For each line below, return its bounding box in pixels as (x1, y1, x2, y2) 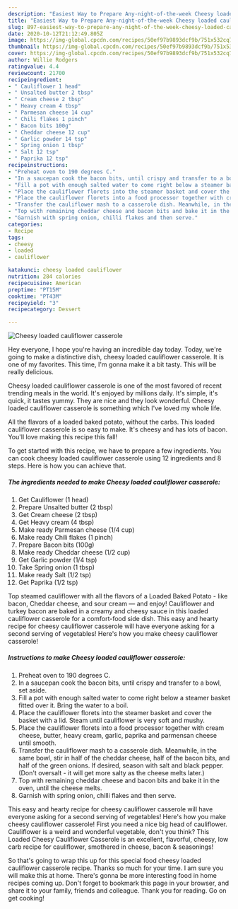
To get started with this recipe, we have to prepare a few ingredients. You (8, 446, 222, 455)
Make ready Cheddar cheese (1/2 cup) (18, 548, 131, 557)
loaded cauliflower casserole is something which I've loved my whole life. (8, 404, 222, 412)
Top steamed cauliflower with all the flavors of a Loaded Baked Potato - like (8, 592, 228, 601)
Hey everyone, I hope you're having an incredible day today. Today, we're (8, 345, 222, 354)
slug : (8, 23, 24, 30)
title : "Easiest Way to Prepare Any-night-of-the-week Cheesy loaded (8, 17, 218, 24)
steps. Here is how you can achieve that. (8, 461, 126, 470)
